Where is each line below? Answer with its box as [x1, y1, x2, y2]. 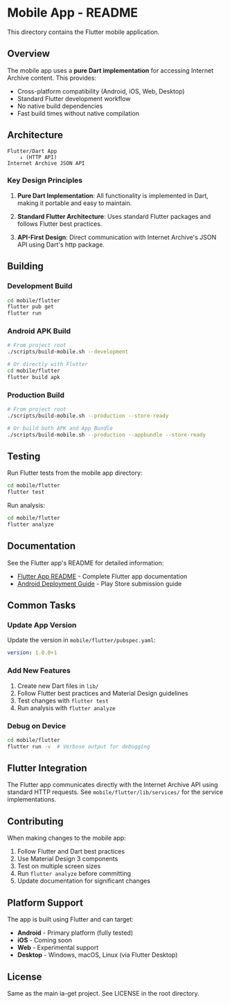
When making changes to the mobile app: [7, 834, 126, 843]
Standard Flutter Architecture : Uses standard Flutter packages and [17, 212, 211, 220]
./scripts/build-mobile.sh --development [7, 349, 129, 355]
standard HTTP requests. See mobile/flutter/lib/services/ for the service [7, 788, 224, 796]
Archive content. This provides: [7, 73, 97, 82]
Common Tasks [7, 599, 76, 611]
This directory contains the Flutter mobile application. [7, 28, 160, 36]
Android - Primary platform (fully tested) [17, 928, 134, 937]
